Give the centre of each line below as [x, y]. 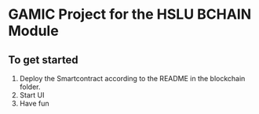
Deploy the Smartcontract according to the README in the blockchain [132, 78]
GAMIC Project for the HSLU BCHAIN [130, 14]
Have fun [34, 103]
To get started [43, 60]
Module [33, 31]
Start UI [32, 95]
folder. [30, 87]
